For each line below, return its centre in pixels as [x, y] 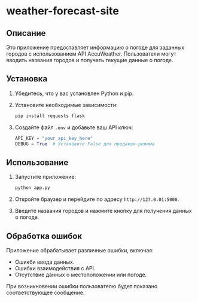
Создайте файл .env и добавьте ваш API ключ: [74, 127]
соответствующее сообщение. [45, 292]
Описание [26, 33]
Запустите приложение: [45, 177]
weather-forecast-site [63, 11]
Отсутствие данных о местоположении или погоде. [81, 274]
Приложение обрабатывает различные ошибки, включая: [80, 250]
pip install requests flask [50, 116]
